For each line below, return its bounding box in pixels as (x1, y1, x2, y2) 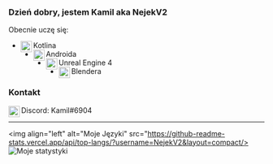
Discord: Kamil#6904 (21, 105, 93, 115)
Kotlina (32, 41, 57, 50)
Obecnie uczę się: (8, 25, 69, 35)
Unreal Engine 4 (58, 58, 113, 67)
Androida (45, 50, 77, 59)
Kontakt (8, 87, 41, 98)
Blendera (71, 67, 102, 76)
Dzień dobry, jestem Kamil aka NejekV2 (8, 6, 168, 18)
